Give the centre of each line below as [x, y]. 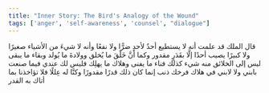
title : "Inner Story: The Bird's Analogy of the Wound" [104, 16]
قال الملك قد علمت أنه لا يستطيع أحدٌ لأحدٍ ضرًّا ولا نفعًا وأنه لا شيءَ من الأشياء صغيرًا [132, 46]
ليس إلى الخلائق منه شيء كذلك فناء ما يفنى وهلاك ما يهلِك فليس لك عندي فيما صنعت [134, 63]
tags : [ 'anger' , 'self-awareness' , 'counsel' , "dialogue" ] [109, 23]
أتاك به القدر [27, 80]
